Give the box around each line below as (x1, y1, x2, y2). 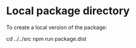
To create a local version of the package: (6, 24, 107, 31)
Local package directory (6, 4, 130, 18)
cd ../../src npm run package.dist (6, 35, 87, 42)
